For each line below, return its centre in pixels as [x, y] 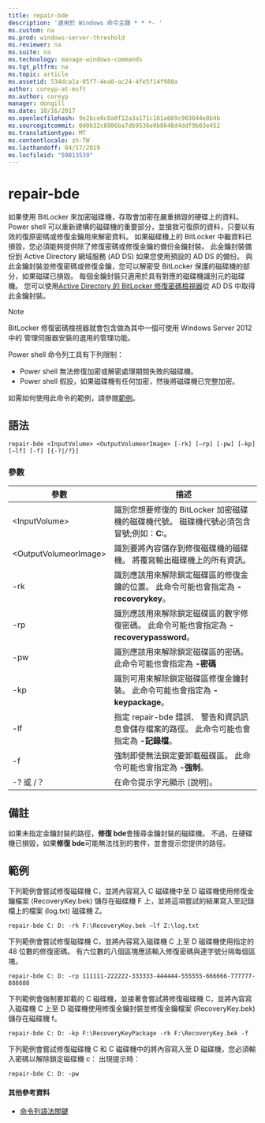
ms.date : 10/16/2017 [42, 111]
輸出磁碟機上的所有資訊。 [203, 560]
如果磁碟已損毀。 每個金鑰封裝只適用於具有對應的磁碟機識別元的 [126, 276]
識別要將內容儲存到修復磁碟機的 [173, 548]
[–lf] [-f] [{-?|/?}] [44, 451]
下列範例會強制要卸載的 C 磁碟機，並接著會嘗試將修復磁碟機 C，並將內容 [127, 998]
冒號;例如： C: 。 [143, 534]
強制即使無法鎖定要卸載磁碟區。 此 [178, 756]
